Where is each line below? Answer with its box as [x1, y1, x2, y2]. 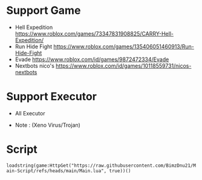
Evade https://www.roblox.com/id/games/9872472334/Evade [15, 56, 169, 63]
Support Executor [6, 90, 97, 103]
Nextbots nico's [15, 62, 54, 69]
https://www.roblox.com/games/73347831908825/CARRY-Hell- [15, 30, 174, 37]
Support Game [6, 4, 81, 18]
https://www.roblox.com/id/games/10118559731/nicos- [55, 62, 192, 69]
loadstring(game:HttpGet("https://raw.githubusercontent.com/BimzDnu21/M [6, 162, 197, 169]
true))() [109, 167, 131, 174]
